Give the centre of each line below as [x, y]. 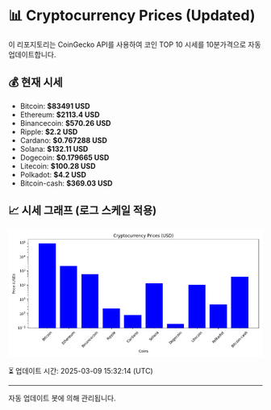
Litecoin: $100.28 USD [58, 165]
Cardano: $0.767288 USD [63, 140]
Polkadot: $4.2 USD [53, 174]
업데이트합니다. [32, 54]
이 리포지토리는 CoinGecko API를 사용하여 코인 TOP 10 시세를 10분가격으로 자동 [135, 44]
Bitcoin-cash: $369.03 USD [66, 183]
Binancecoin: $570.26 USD [65, 123]
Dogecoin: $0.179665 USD [65, 157]
